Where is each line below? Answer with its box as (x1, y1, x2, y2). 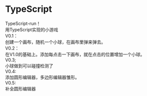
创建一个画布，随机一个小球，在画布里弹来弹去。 (5, 39, 106, 45)
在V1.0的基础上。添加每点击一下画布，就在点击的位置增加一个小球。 (5, 51, 145, 57)
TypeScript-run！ (5, 20, 41, 26)
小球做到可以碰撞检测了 (5, 63, 53, 69)
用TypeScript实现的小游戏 (5, 26, 58, 33)
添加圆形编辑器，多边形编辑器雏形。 (5, 74, 80, 80)
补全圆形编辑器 (5, 86, 36, 92)
